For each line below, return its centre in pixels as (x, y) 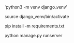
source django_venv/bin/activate (37, 16)
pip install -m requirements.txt (35, 26)
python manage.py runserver (33, 35)
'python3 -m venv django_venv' (36, 7)
